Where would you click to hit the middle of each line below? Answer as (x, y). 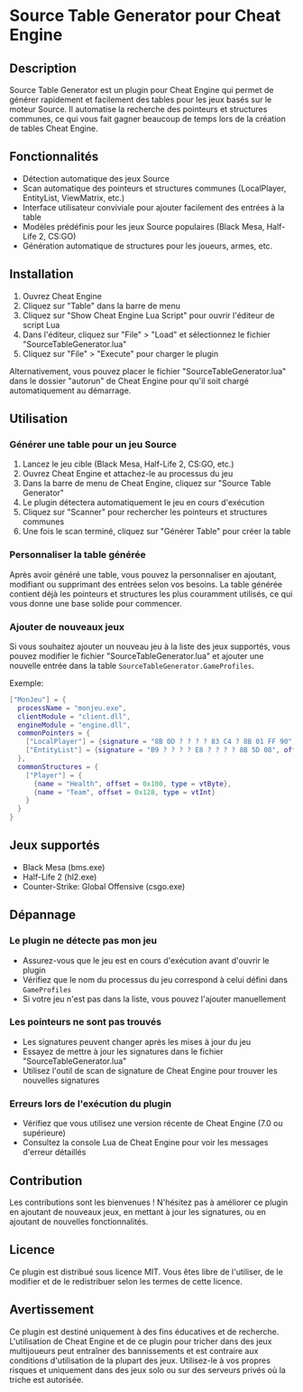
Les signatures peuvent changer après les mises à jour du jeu (137, 1041)
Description (43, 68)
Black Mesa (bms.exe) (64, 867)
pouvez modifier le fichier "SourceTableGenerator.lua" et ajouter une (137, 655)
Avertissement (52, 1310)
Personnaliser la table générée (78, 555)
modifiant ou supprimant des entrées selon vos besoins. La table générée (146, 584)
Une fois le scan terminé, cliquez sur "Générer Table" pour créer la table (156, 531)
